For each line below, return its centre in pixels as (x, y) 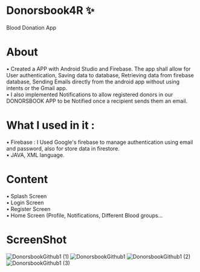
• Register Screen (28, 209)
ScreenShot (37, 240)
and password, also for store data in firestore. (63, 148)
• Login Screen (25, 202)
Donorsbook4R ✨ (50, 11)
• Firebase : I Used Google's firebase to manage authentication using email (100, 142)
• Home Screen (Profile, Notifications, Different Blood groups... (85, 215)
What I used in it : (50, 125)
